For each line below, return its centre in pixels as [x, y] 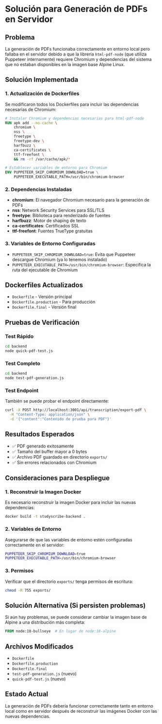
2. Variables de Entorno [33, 529]
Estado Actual [27, 694]
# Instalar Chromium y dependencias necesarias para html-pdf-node [75, 118]
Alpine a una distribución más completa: [45, 622]
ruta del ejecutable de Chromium [45, 270]
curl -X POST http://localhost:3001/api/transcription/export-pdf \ [76, 410]
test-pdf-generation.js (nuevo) [44, 673]
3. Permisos [19, 571]
